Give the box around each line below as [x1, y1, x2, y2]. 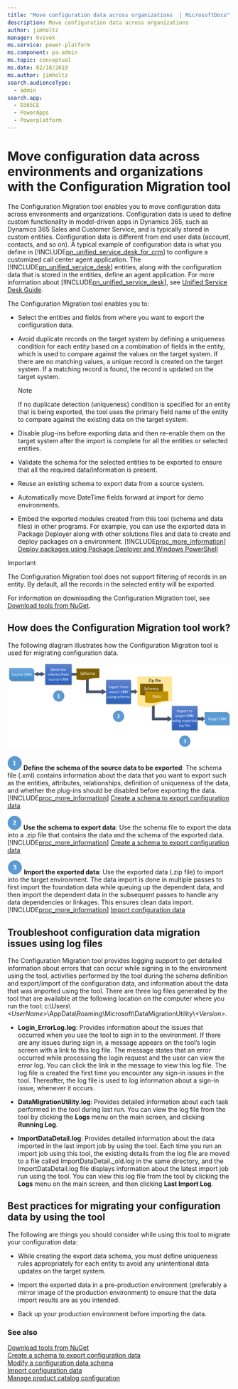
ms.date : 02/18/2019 [7, 64, 69, 71]
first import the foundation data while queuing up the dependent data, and [7, 883, 225, 892]
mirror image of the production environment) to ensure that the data [17, 1288, 217, 1296]
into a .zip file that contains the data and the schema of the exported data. [7, 831, 225, 840]
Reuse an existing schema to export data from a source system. [17, 479, 205, 487]
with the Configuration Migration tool [7, 179, 231, 195]
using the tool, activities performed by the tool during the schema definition [7, 971, 229, 980]
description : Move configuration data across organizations [7, 19, 190, 26]
